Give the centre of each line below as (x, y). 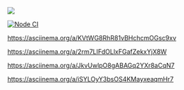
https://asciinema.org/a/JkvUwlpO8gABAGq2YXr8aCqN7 (91, 65)
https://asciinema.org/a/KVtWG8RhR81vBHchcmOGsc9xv (92, 38)
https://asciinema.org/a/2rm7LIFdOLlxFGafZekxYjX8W (87, 52)
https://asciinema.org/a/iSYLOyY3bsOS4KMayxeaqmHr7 (91, 79)
